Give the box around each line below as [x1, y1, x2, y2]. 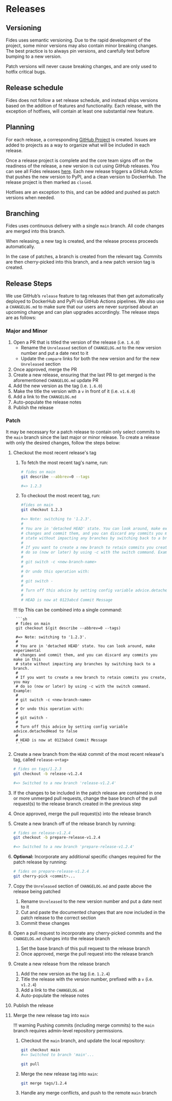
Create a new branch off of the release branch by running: [13, 820, 136, 827]
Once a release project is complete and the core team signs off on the [6, 157, 153, 163]
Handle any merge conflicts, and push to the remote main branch [20, 1090, 157, 1096]
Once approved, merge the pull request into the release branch [20, 950, 154, 957]
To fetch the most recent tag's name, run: [20, 459, 109, 465]
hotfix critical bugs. [6, 69, 46, 75]
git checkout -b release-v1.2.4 [13, 771, 82, 776]
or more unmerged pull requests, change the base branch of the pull [13, 795, 157, 801]
